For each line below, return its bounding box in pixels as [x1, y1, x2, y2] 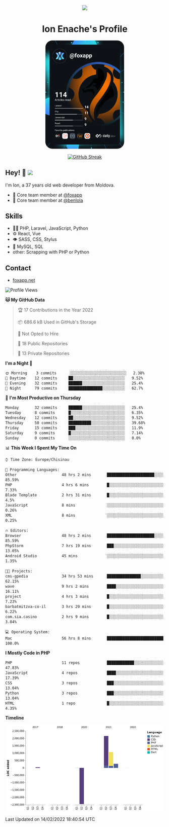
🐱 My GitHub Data [5, 297, 45, 303]
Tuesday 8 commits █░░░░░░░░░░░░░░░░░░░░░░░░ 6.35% [5, 410, 143, 415]
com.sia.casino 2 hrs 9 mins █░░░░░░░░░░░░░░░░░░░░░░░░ [5, 615, 164, 620]
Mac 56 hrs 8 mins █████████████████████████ [5, 636, 164, 641]
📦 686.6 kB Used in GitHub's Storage [17, 319, 97, 325]
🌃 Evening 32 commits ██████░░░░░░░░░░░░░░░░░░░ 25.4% [5, 381, 143, 386]
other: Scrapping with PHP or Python [12, 249, 89, 255]
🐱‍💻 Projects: [5, 569, 33, 574]
